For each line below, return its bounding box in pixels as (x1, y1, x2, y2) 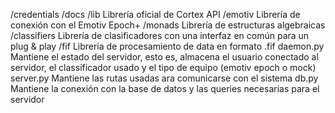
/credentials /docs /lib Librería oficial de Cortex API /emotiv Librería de (10, 9, 301, 20)
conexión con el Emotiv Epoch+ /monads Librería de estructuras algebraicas (10, 19, 326, 31)
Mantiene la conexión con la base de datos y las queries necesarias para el (10, 83, 320, 94)
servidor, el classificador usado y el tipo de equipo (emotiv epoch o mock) (10, 62, 317, 73)
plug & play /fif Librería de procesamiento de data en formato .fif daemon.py (10, 40, 325, 52)
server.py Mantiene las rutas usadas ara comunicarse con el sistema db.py (10, 72, 319, 84)
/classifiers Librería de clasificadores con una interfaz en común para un (10, 30, 310, 41)
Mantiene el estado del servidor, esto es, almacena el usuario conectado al (10, 51, 319, 63)
